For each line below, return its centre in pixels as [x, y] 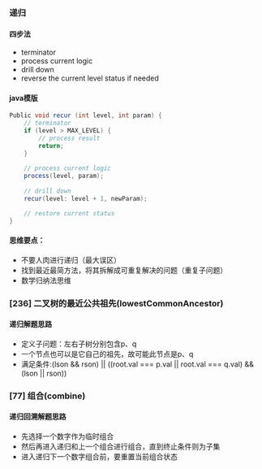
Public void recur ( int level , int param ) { [86, 115]
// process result [69, 138]
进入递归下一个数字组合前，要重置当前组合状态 [99, 457]
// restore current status [69, 213]
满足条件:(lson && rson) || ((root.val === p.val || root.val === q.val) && [137, 364]
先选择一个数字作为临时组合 [67, 436]
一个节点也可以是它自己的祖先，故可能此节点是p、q [107, 354]
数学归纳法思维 [46, 280]
